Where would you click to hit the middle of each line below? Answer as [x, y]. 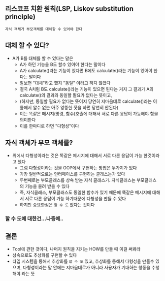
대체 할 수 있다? [27, 46]
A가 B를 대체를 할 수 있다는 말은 [43, 58]
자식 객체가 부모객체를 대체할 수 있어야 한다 [44, 29]
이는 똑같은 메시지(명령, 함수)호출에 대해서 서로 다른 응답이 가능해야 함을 [89, 113]
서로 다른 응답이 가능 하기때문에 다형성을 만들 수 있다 [76, 199]
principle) [20, 17]
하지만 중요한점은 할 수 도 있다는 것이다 [57, 205]
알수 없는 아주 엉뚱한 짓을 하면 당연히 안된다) [76, 107]
